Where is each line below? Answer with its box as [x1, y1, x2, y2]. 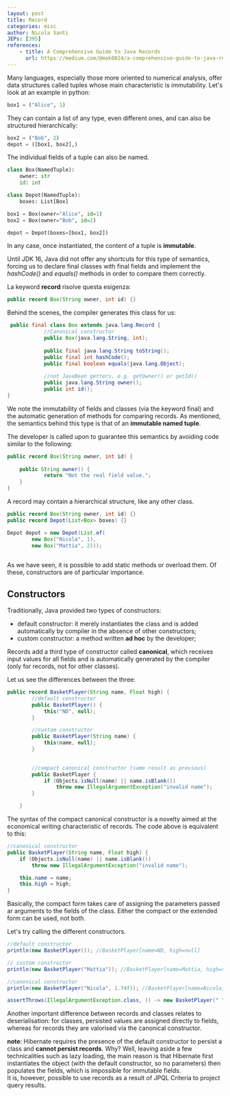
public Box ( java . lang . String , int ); [43, 334, 149, 341]
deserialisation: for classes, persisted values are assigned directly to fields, [7, 1017, 219, 1025]
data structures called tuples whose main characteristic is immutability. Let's [7, 80, 223, 89]
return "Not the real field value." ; [43, 472, 152, 479]
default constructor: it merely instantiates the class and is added [16, 619, 199, 628]
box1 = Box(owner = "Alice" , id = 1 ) [7, 210, 103, 217]
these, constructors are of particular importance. [7, 568, 145, 577]
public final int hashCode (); [43, 354, 130, 361]
